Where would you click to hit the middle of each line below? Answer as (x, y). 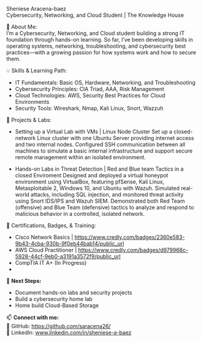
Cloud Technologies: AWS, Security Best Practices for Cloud (90, 95)
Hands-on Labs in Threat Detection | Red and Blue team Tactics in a (99, 169)
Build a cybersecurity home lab (54, 299)
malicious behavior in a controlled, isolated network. (80, 214)
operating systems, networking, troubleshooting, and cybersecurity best (96, 46)
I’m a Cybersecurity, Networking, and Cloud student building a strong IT (96, 33)
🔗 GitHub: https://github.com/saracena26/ (58, 326)
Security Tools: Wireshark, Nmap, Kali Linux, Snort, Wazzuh (89, 108)
